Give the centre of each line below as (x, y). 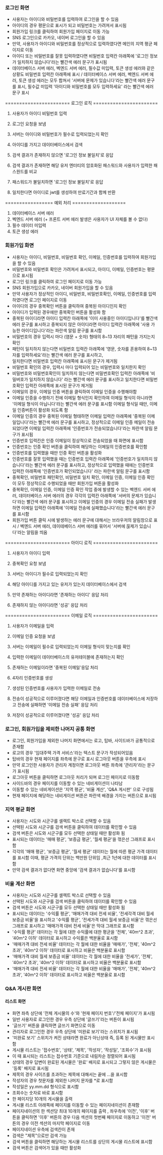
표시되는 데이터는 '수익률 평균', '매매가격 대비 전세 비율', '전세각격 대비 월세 (83, 914)
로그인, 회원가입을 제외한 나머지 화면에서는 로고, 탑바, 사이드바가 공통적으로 (83, 740)
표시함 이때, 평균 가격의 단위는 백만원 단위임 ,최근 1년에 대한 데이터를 (82, 858)
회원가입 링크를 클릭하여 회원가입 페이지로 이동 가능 (61, 32)
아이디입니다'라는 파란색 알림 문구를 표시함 (62, 330)
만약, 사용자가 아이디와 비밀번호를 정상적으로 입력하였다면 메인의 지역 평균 (82, 44)
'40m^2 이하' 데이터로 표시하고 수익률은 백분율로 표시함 (65, 938)
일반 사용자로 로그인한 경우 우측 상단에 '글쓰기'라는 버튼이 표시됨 (73, 1019)
